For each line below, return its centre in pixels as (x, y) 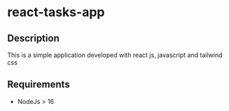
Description (33, 38)
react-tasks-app (56, 12)
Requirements (39, 85)
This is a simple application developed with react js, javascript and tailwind (115, 55)
